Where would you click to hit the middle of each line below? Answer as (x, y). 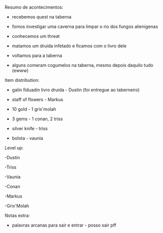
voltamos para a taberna (37, 55)
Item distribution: (22, 80)
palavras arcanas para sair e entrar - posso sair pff (64, 225)
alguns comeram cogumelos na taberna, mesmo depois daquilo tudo (82, 65)
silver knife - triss (30, 128)
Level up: (14, 148)
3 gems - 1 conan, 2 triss (37, 119)
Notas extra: (17, 216)
